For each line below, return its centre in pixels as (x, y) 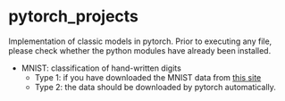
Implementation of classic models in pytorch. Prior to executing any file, (140, 41)
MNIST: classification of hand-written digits (101, 68)
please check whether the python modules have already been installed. (140, 50)
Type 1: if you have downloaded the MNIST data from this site (148, 77)
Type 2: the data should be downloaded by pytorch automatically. (155, 87)
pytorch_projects (74, 17)
